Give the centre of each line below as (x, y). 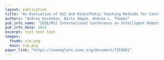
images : (13, 37)
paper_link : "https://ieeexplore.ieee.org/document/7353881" (69, 50)
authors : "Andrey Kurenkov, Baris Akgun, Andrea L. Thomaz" (68, 18)
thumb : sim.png (25, 41)
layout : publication (26, 9)
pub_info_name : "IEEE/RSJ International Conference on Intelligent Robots (83, 23)
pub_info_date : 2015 (26, 28)
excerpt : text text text (30, 32)
